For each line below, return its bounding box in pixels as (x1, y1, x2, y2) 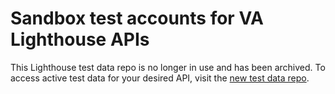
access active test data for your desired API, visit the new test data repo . (10, 72, 310, 84)
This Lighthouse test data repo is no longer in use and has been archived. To (10, 61, 326, 73)
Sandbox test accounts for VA (10, 7, 264, 30)
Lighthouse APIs (10, 28, 150, 51)
